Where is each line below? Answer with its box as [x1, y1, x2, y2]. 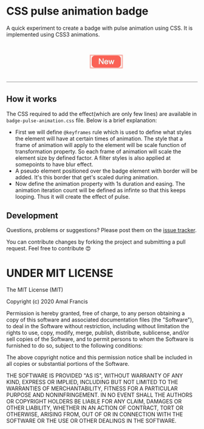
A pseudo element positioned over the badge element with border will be [15, 167, 198, 174]
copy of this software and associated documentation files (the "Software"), [6, 316, 194, 323]
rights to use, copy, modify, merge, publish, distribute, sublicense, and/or [6, 329, 189, 337]
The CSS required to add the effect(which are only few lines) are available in [6, 110, 197, 117]
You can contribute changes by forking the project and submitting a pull [6, 238, 186, 245]
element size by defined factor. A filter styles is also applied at [15, 154, 171, 162]
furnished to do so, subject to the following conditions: [6, 342, 143, 349]
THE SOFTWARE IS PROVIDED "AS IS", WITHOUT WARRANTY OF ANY [6, 372, 183, 379]
